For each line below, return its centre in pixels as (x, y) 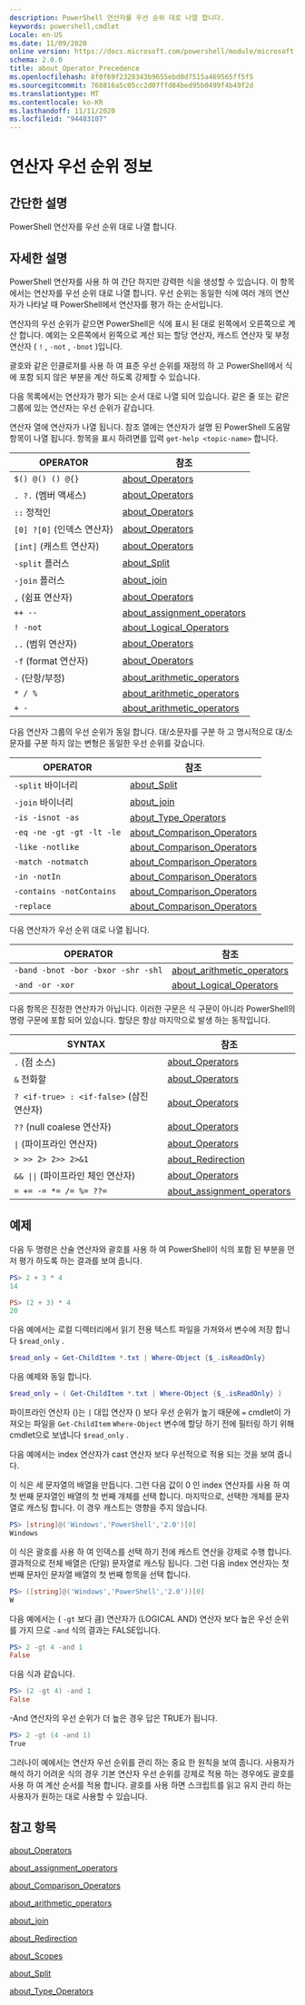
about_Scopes (36, 1956)
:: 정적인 (33, 512)
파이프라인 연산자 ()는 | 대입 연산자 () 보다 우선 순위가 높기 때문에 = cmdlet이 (145, 1412)
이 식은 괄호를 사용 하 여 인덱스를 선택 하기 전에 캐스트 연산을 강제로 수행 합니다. (151, 1551)
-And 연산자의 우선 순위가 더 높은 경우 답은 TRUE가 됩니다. (113, 1718)
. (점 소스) (35, 1062)
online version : (40, 52)
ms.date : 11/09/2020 (49, 43)
